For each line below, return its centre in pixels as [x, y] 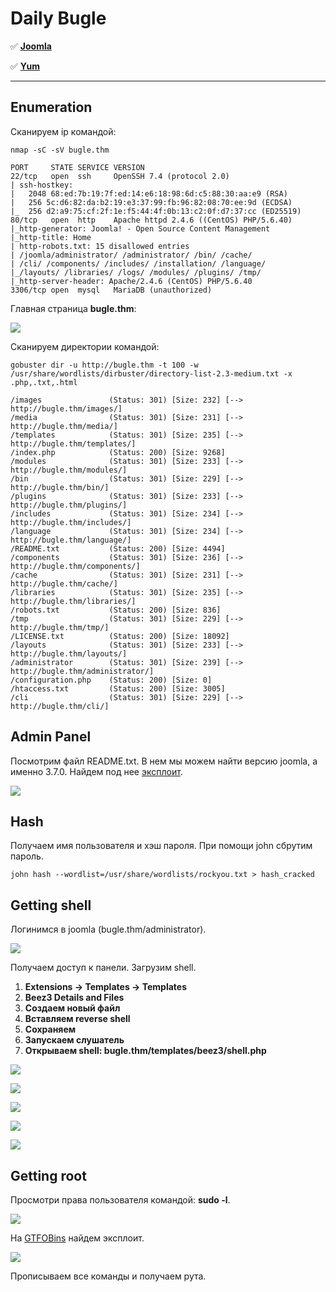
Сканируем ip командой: [63, 131]
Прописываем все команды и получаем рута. [108, 1276]
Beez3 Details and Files [74, 998]
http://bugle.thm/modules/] [69, 470]
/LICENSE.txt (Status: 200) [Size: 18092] [120, 636]
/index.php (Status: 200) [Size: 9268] [118, 452]
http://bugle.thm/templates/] [73, 443]
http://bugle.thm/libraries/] [73, 601]
